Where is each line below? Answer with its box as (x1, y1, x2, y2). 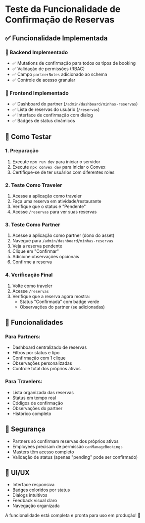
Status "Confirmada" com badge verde (19, 299, 99, 305)
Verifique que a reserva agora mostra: (12, 293, 90, 299)
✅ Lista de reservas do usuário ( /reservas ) (12, 106, 100, 112)
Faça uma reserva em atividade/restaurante (12, 198, 101, 205)
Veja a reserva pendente (12, 243, 63, 249)
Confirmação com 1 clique (12, 355, 66, 361)
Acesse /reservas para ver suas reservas (12, 209, 97, 215)
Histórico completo (12, 411, 51, 417)
